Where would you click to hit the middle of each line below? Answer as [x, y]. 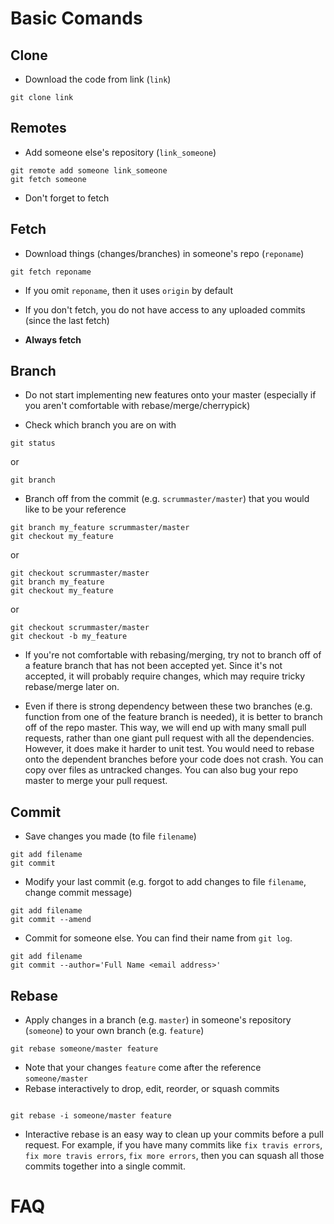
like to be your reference [75, 509]
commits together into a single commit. [105, 1166]
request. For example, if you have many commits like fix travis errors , [173, 1145]
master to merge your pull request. [96, 781]
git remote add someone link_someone [89, 170]
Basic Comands [76, 18]
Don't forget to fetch [67, 198]
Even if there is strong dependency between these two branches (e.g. [168, 706]
